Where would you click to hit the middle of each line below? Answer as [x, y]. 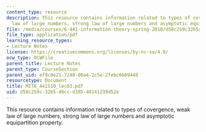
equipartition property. [35, 122]
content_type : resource [37, 12]
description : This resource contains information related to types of [98, 18]
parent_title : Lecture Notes [44, 63]
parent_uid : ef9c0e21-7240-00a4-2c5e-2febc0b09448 [72, 75]
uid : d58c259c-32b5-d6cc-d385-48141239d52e [63, 92]
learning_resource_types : [39, 41]
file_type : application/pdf [42, 35]
